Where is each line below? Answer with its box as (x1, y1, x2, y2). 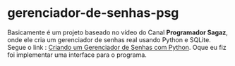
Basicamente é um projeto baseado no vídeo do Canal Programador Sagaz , (7, 28, 228, 37)
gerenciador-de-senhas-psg (7, 5, 179, 21)
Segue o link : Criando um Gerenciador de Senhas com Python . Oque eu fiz (7, 43, 227, 51)
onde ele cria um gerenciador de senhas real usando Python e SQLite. (7, 35, 212, 44)
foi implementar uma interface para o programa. (7, 51, 147, 59)
